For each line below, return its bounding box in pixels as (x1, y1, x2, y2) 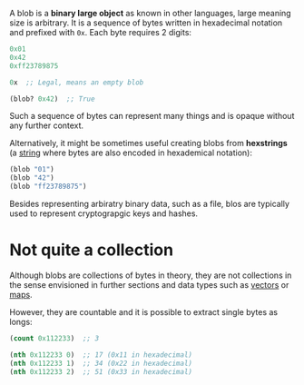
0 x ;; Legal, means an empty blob (9, 77, 144, 87)
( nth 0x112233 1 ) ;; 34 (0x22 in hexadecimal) (9, 359, 193, 368)
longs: (9, 316, 34, 327)
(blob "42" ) (9, 173, 54, 183)
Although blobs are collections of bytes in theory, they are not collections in (9, 270, 292, 281)
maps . (9, 289, 34, 300)
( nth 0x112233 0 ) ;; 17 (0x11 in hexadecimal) (9, 350, 193, 360)
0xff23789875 (9, 61, 59, 71)
